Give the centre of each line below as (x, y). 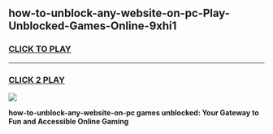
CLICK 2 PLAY (37, 80)
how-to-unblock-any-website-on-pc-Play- (119, 13)
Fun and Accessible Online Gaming (69, 121)
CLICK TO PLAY (40, 50)
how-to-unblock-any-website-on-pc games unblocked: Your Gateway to (134, 112)
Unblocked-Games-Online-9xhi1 (93, 26)
